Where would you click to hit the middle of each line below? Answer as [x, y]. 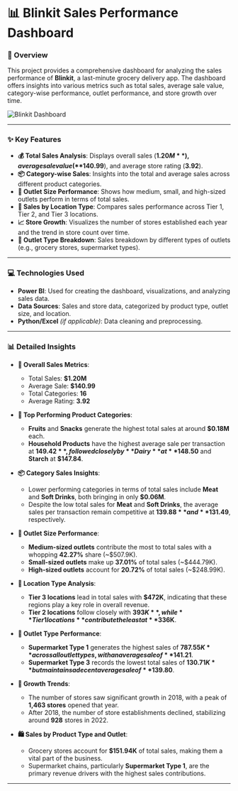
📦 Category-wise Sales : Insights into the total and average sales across [124, 173]
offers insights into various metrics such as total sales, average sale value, [116, 86]
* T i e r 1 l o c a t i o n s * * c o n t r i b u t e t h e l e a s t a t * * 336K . [102, 620]
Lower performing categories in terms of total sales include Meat [123, 489]
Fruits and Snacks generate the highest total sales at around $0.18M [129, 429]
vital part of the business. [65, 758]
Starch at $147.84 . [56, 459]
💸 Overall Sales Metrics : [53, 365]
